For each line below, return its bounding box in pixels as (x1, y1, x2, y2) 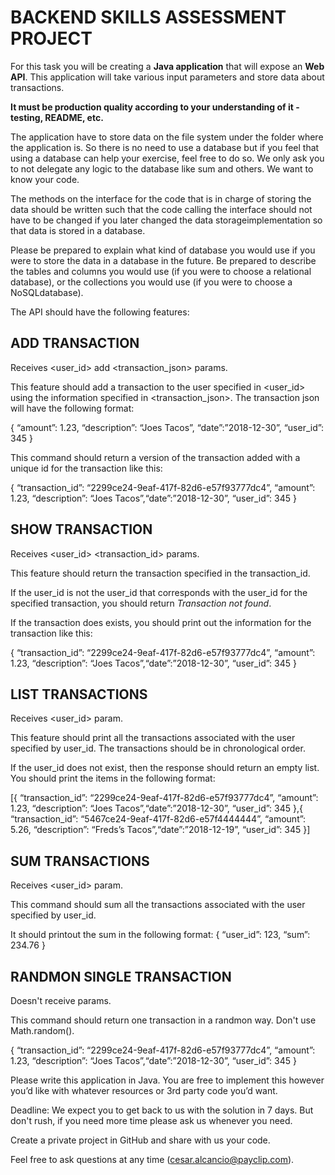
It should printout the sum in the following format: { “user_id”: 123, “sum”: (10, 929, 311, 941)
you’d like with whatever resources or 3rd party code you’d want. (10, 1085, 278, 1096)
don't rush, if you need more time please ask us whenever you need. (10, 1115, 293, 1126)
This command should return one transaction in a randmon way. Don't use (10, 1014, 317, 1026)
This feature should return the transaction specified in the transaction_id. (10, 567, 311, 579)
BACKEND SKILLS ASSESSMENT (10, 6, 287, 29)
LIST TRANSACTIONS (10, 686, 148, 703)
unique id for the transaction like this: (10, 462, 163, 474)
